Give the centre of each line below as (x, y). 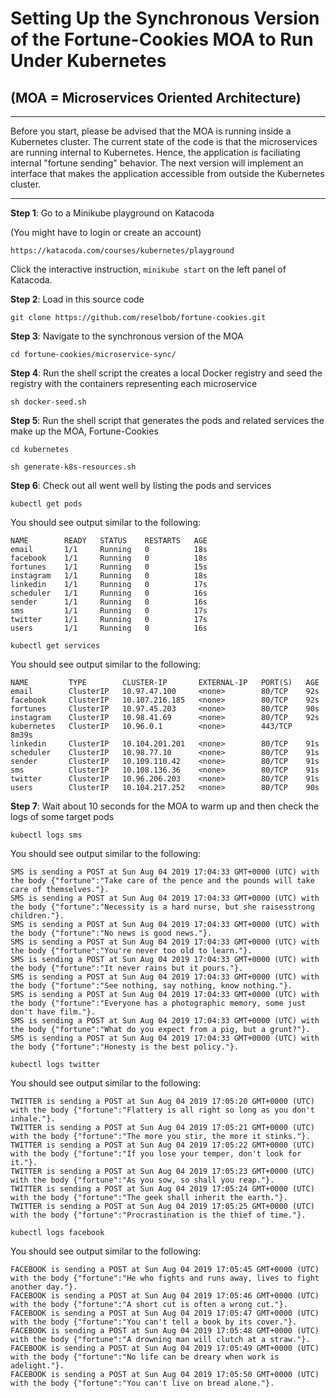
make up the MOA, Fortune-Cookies (84, 431)
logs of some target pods (62, 816)
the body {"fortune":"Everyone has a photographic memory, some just (158, 1003)
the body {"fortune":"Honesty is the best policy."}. (125, 1047)
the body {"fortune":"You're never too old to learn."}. (131, 951)
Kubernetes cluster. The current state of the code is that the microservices (164, 141)
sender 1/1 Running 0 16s (109, 602)
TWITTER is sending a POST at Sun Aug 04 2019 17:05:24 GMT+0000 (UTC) (162, 1189)
